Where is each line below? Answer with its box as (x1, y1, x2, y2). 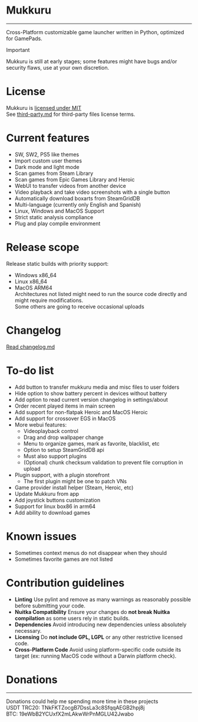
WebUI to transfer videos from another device (14, 182, 127, 189)
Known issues (6, 529, 77, 543)
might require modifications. (14, 297, 84, 304)
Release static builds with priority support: (6, 260, 109, 267)
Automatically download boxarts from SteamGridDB (14, 194, 140, 201)
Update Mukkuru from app (14, 490, 80, 497)
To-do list (6, 364, 54, 377)
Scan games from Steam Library (14, 170, 94, 177)
